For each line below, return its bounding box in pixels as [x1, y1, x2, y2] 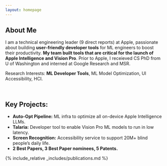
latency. [12, 129, 29, 136]
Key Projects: [5, 100, 48, 109]
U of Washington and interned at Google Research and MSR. [5, 61, 131, 67]
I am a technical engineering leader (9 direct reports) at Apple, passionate [5, 39, 158, 45]
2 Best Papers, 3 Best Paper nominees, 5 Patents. [12, 145, 118, 151]
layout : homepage [5, 7, 42, 13]
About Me [5, 26, 37, 35]
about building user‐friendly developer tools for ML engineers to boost [5, 45, 154, 51]
